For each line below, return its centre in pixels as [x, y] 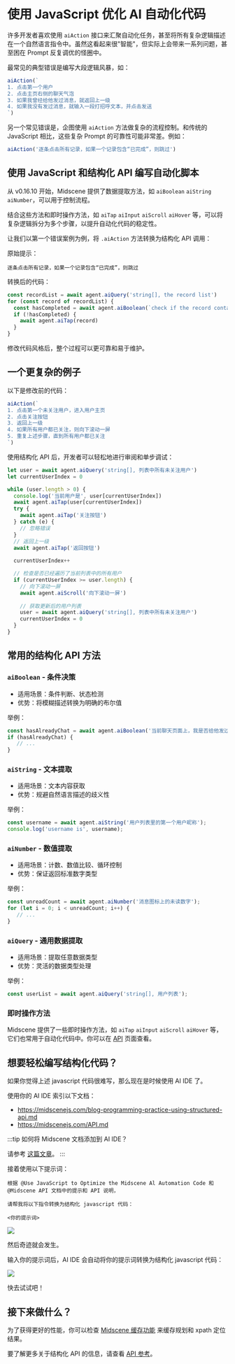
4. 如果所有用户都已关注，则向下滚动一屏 [59, 430]
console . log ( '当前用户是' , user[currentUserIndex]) [88, 496]
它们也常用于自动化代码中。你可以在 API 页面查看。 [81, 1039]
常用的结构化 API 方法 [54, 656]
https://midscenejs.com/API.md [63, 1125]
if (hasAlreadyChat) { [40, 737]
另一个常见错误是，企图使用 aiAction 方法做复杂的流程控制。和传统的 [107, 127]
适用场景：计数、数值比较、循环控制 [70, 865]
